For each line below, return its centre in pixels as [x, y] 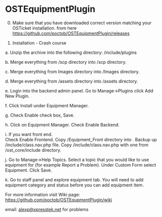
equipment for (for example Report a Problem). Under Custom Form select [81, 165]
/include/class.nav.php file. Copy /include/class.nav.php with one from [77, 145]
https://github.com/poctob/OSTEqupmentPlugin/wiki [59, 200]
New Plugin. [17, 96]
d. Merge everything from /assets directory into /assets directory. [72, 81]
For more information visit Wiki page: [43, 194]
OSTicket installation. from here [44, 28]
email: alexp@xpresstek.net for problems [47, 209]
